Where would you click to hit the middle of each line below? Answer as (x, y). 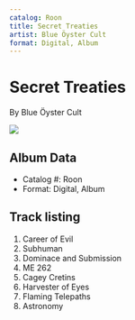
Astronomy (43, 306)
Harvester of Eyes (56, 287)
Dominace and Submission (72, 258)
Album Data (43, 157)
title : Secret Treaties (54, 26)
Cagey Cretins (49, 277)
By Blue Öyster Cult (46, 113)
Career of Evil (48, 239)
